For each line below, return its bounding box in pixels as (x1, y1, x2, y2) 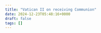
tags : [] (5, 20, 23, 26)
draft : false (5, 16, 32, 21)
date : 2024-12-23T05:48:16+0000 (5, 12, 70, 16)
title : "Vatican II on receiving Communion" (5, 7, 97, 12)
